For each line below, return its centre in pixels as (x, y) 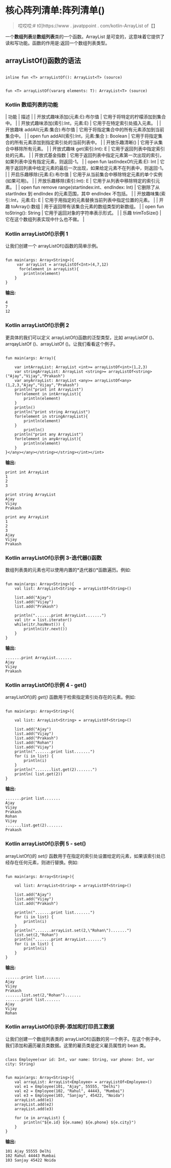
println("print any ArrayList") (49, 434)
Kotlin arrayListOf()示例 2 (37, 325)
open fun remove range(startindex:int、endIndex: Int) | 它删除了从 (90, 187)
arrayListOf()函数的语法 (43, 61)
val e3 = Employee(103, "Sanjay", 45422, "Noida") (70, 1095)
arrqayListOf (18, 344)
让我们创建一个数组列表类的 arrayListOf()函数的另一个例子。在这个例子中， (84, 1039)
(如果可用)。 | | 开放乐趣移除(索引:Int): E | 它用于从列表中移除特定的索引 (81, 181)
